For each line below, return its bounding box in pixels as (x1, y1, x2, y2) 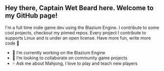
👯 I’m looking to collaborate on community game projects (12, 55, 128, 61)
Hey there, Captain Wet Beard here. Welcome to (5, 4, 154, 12)
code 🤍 (5, 40, 20, 46)
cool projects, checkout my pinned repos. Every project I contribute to (5, 29, 146, 36)
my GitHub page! (5, 12, 58, 20)
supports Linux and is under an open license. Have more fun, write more (5, 35, 151, 41)
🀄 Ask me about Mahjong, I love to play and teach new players (12, 60, 138, 66)
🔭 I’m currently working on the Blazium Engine (12, 49, 105, 55)
